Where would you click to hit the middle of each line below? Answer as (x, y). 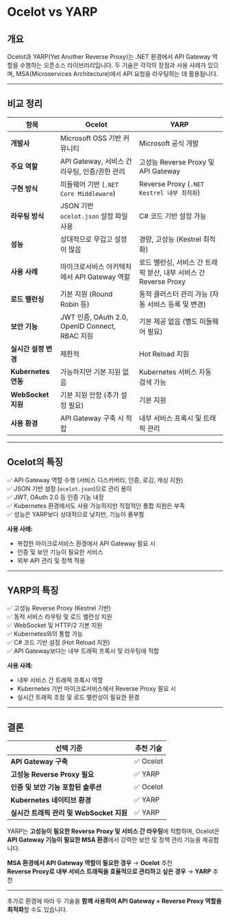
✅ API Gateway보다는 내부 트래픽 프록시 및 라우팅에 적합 (83, 651)
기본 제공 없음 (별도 (169, 321)
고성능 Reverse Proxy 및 (177, 162)
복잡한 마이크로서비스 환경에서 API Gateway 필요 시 (86, 543)
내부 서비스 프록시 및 (170, 418)
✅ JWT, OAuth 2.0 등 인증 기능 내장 (56, 497)
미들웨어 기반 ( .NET (90, 184)
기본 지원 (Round (87, 294)
